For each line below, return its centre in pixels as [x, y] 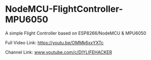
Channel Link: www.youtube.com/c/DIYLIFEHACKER [59, 52]
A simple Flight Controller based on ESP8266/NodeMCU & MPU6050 [76, 33]
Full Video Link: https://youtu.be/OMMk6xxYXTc [54, 42]
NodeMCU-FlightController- [64, 9]
